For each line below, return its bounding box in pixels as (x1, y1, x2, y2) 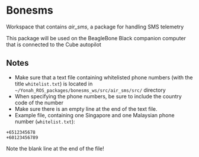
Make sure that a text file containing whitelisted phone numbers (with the (14, 73, 193, 81)
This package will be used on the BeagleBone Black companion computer (6, 34, 187, 41)
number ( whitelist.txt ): (14, 118, 75, 125)
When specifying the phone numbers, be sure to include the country (14, 92, 182, 100)
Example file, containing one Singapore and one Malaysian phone (14, 111, 175, 118)
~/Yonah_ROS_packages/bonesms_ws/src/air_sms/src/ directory (14, 86, 166, 94)
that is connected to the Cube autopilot (6, 41, 102, 48)
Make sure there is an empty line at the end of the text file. (14, 105, 158, 113)
